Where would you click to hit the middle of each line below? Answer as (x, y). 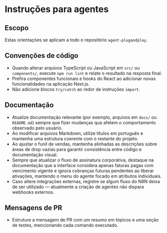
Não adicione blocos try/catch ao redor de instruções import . (76, 89)
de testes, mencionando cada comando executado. (65, 225)
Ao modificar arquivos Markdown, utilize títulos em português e (77, 133)
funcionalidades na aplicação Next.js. (51, 84)
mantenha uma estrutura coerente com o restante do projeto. (75, 138)
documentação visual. (35, 154)
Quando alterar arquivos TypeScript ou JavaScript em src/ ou (76, 68)
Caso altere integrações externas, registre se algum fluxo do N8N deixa (86, 181)
